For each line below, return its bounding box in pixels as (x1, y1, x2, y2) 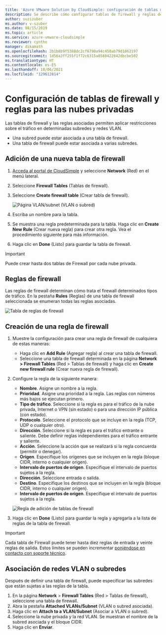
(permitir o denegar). (19, 449, 63, 455)
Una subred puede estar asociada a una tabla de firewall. (12, 135, 129, 141)
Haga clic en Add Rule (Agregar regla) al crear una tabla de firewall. (19, 350, 158, 356)
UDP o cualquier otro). (19, 422, 65, 428)
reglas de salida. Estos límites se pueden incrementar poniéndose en (5, 545, 145, 551)
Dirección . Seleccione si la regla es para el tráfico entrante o (19, 427, 144, 434)
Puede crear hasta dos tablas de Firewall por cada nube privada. (5, 260, 137, 266)
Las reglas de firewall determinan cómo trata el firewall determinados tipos (5, 288, 157, 294)
